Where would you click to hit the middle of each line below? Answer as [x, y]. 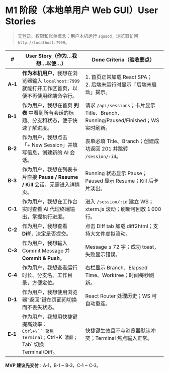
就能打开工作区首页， [47, 88]
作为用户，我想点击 [45, 137]
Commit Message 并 [46, 251]
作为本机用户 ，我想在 [47, 73]
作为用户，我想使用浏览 [50, 292]
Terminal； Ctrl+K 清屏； [50, 337]
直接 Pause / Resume [53, 177]
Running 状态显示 [106, 173]
